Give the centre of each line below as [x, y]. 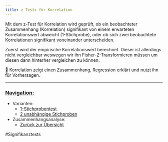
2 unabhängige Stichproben [48, 114]
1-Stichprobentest [38, 109]
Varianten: [23, 103]
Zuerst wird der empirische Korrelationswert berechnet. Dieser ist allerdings [83, 49]
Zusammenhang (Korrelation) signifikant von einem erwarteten [70, 29]
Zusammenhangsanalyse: [39, 119]
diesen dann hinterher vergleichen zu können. [52, 60]
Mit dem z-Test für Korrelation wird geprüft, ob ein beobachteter [71, 24]
